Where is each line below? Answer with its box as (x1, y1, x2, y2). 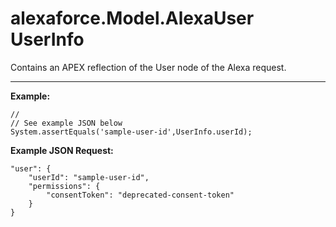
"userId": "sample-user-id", (28, 172, 150, 182)
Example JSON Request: (10, 144, 114, 156)
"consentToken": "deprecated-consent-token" (46, 190, 235, 200)
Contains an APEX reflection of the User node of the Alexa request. (10, 61, 287, 73)
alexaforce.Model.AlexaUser (10, 7, 255, 30)
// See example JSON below (10, 118, 123, 128)
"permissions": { (28, 181, 101, 191)
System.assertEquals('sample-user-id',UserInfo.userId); (10, 127, 253, 137)
